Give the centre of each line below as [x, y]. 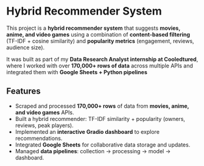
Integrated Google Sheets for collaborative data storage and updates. [103, 145]
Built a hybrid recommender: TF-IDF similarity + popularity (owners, [100, 119]
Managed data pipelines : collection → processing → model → [93, 151]
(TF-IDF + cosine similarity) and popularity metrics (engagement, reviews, [100, 41]
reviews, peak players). [44, 125]
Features [23, 92]
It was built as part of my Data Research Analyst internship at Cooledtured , [102, 59]
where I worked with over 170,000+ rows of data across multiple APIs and [100, 66]
